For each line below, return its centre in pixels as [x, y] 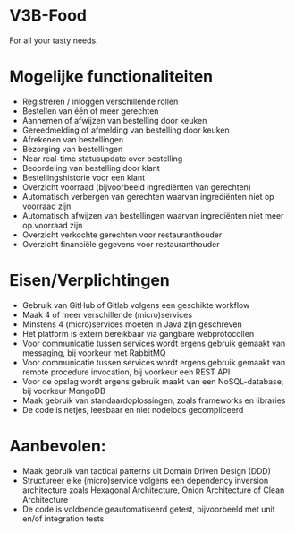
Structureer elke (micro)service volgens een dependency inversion [145, 480]
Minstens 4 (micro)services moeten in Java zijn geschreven [132, 324]
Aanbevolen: [58, 446]
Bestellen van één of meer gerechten [90, 111]
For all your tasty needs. [54, 40]
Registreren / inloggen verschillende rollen [100, 101]
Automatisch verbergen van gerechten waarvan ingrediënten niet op [148, 196]
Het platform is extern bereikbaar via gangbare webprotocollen [138, 333]
